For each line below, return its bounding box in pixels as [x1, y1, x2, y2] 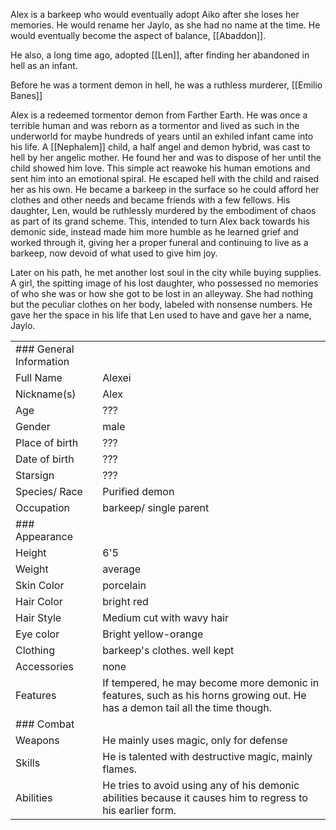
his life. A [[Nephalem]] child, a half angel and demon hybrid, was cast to [10, 141, 311, 153]
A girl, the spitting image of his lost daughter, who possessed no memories [10, 277, 319, 289]
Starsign [15, 469, 55, 482]
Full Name [15, 371, 63, 384]
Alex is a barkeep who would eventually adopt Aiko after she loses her [10, 9, 300, 20]
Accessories [15, 660, 74, 673]
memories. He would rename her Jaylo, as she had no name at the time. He [10, 19, 321, 31]
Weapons [15, 734, 60, 747]
